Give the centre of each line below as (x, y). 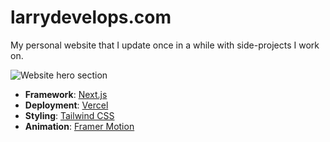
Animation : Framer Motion (79, 126)
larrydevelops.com (91, 17)
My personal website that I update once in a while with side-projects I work (165, 45)
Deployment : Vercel (66, 105)
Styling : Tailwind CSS (69, 115)
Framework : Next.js (66, 94)
